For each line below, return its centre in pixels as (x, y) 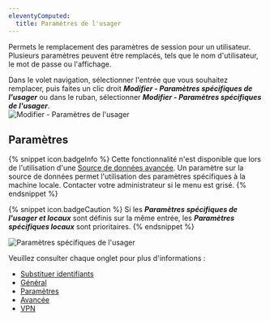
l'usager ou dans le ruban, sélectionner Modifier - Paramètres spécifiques (135, 97)
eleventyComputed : (39, 16)
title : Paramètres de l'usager (69, 24)
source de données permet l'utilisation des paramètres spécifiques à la (127, 176)
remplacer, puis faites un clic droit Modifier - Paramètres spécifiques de (131, 88)
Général (33, 283)
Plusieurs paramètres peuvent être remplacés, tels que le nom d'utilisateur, (133, 55)
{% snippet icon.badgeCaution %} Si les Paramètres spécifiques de (123, 210)
